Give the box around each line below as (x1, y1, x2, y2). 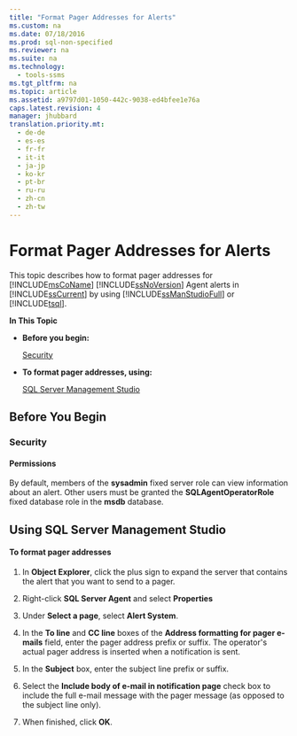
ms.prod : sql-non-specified (9, 37, 113, 47)
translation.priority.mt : (9, 120, 105, 129)
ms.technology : (9, 63, 66, 72)
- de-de (17, 128, 46, 137)
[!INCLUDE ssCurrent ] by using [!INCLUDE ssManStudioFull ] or (9, 289, 235, 299)
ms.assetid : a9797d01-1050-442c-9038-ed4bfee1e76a (9, 95, 200, 105)
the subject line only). (21, 699, 102, 709)
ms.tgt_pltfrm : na (9, 79, 77, 88)
